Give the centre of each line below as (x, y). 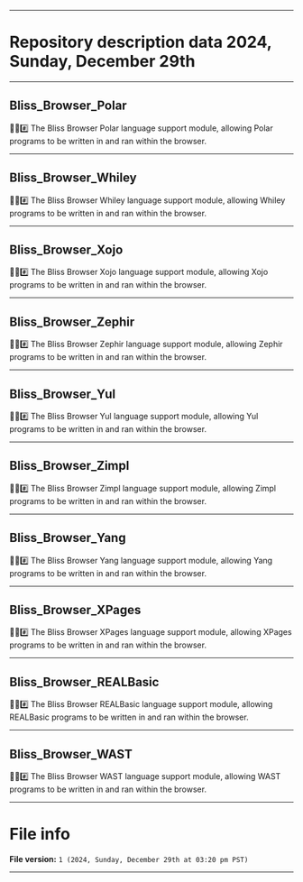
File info (40, 834)
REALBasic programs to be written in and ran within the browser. (129, 717)
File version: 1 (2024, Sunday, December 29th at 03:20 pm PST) (129, 859)
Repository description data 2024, (141, 42)
